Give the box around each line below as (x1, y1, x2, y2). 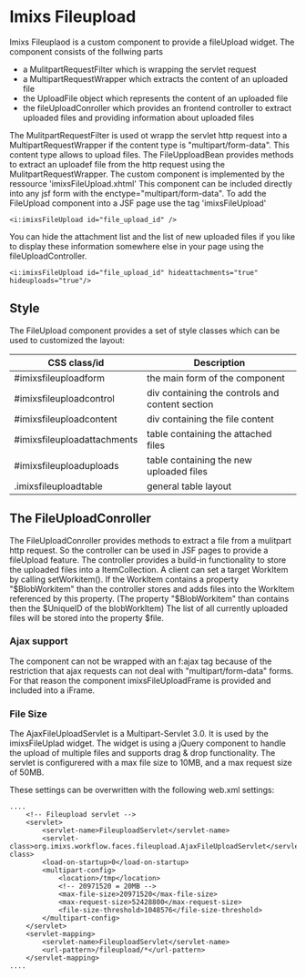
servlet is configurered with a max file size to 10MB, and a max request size (9, 758, 293, 769)
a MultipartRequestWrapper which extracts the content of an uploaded (22, 73, 289, 84)
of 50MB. (9, 767, 45, 778)
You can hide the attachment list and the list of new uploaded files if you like (9, 230, 296, 242)
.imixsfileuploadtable (14, 480, 103, 493)
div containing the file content (147, 413, 275, 425)
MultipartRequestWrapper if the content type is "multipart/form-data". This (9, 139, 290, 150)
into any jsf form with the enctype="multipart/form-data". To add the (9, 188, 267, 199)
